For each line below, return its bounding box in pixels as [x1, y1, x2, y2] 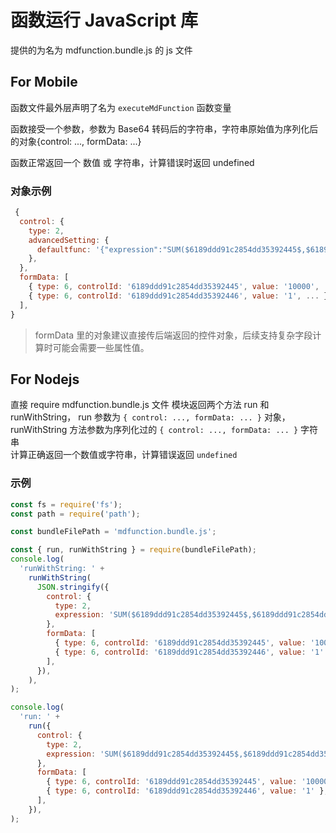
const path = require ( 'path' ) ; [10, 509, 141, 519]
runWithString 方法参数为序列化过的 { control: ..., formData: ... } [10, 424, 299, 436]
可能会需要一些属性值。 [52, 341, 150, 353]
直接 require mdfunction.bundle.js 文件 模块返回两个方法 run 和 [10, 399, 270, 411]
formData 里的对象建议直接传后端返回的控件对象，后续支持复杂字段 [34, 329, 313, 341]
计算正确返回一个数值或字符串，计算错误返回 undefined [10, 449, 238, 461]
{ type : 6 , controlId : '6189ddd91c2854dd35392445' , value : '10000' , [28, 282, 320, 292]
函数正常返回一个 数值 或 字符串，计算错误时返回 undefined [10, 156, 255, 168]
